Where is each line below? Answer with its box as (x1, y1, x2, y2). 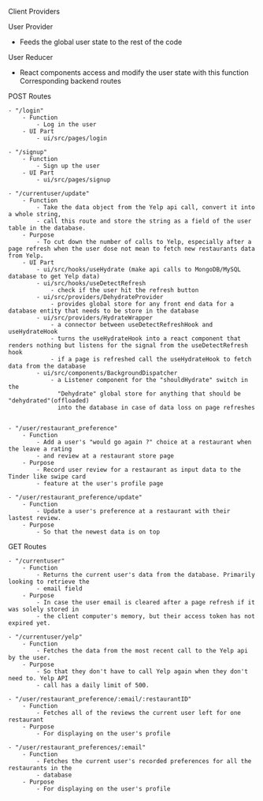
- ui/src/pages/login (36, 134, 108, 142)
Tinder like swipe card (8, 473, 87, 481)
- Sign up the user (36, 162, 101, 170)
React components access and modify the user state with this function (19, 68, 250, 77)
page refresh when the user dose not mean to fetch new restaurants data (8, 245, 256, 253)
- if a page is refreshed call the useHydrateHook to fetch (50, 355, 252, 363)
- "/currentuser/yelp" (8, 633, 83, 641)
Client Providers (8, 7, 61, 16)
